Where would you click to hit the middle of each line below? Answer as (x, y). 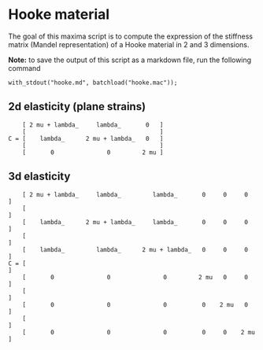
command (24, 68)
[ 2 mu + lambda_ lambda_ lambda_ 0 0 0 (135, 194)
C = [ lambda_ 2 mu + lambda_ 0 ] (86, 138)
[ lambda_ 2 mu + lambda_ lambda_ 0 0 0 (135, 222)
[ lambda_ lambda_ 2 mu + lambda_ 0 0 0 (135, 249)
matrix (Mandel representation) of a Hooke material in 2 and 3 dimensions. (129, 44)
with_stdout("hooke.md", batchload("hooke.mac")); (93, 83)
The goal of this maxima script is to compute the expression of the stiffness (131, 36)
